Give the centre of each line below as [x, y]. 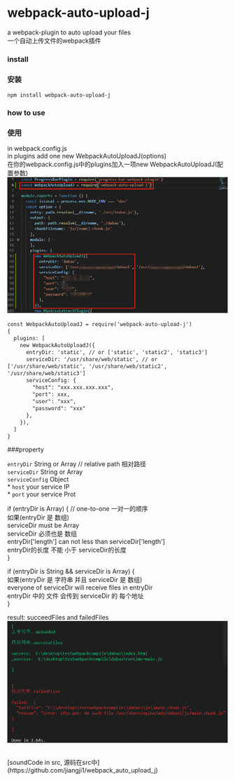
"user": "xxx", [55, 402]
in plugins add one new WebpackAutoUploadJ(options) [87, 156]
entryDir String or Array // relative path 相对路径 [77, 464]
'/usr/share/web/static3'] [47, 374]
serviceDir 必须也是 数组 [42, 534]
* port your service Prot [42, 494]
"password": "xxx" [59, 409]
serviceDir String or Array [45, 472]
